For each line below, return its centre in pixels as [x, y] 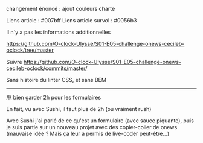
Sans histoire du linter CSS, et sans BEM [56, 80]
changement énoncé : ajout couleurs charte [61, 9]
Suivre [14, 62]
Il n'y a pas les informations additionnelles [59, 32]
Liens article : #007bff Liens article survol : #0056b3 [72, 20]
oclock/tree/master [30, 50]
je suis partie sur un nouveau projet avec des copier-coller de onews [92, 127]
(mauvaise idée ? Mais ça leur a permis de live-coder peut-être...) [88, 133]
